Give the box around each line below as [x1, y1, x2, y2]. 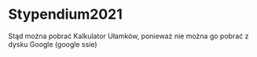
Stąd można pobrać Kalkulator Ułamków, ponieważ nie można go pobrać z [8, 31, 249, 41]
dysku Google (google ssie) [8, 39, 97, 48]
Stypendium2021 [8, 5, 123, 23]
